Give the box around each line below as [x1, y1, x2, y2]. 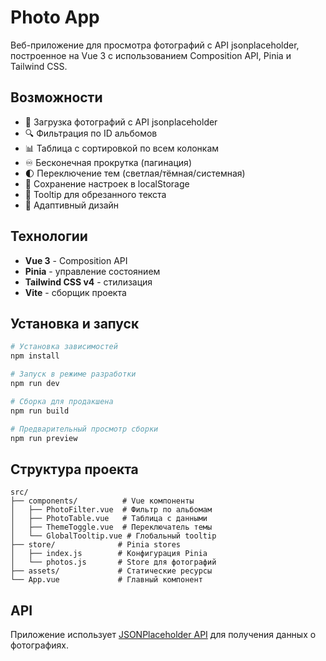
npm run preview [10, 433, 78, 443]
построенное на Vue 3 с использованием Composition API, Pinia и [10, 49, 292, 61]
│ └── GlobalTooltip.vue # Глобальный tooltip [10, 531, 217, 541]
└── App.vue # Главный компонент [10, 575, 203, 585]
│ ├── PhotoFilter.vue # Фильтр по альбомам [10, 505, 213, 515]
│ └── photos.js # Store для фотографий [10, 557, 217, 568]
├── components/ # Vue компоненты [10, 496, 195, 506]
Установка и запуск [10, 315, 140, 332]
